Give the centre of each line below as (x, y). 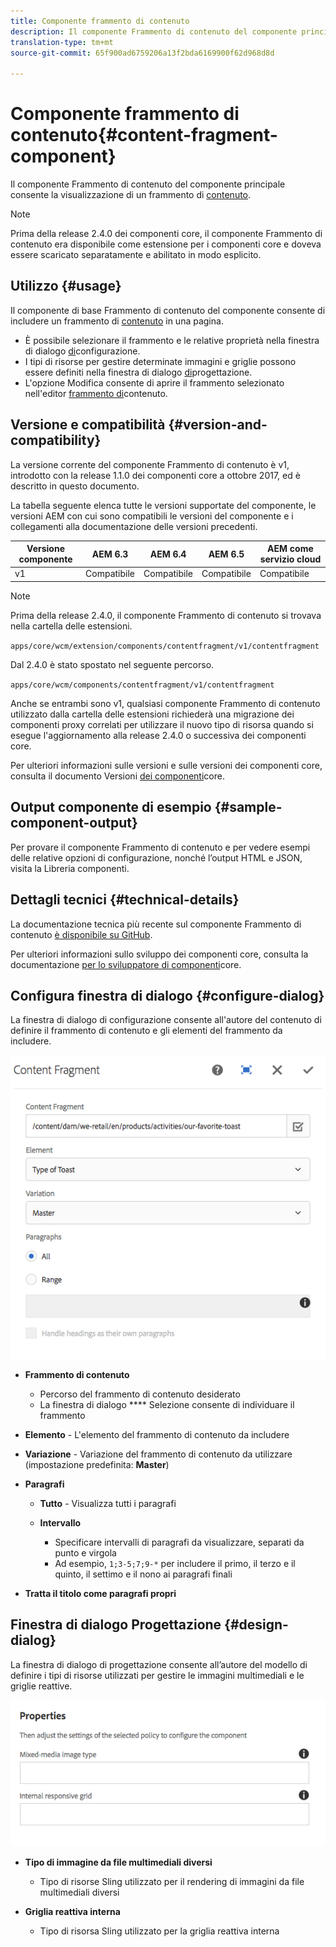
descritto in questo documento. (75, 486)
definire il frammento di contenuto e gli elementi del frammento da (146, 1031)
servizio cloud (290, 559)
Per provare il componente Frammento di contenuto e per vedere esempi (160, 847)
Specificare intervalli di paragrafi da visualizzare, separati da (179, 1542)
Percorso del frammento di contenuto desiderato (140, 1394)
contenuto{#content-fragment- (144, 135)
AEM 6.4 (168, 554)
